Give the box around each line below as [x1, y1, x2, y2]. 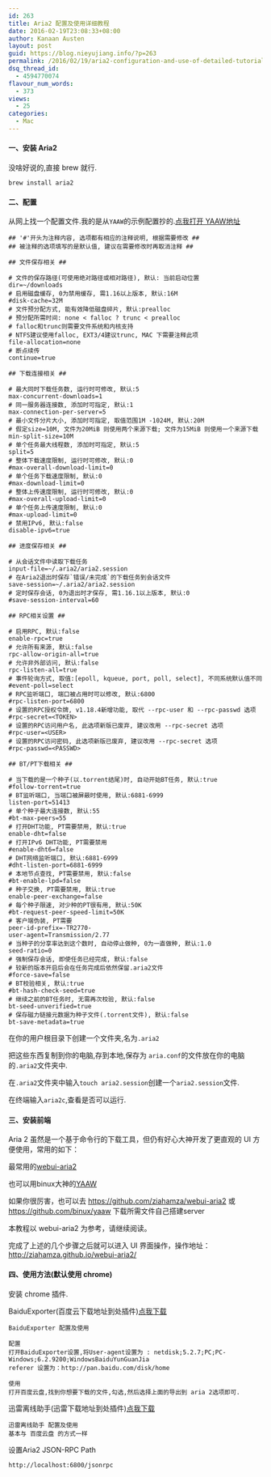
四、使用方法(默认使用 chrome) [8, 1270, 113, 1280]
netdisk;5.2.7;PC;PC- [153, 1348, 227, 1356]
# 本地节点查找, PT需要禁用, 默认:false [8, 870, 131, 878]
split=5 [8, 448, 35, 456]
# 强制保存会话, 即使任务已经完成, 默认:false [8, 956, 148, 964]
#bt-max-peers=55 [8, 814, 67, 822]
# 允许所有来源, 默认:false [8, 643, 93, 651]
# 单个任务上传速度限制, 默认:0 [8, 503, 102, 512]
